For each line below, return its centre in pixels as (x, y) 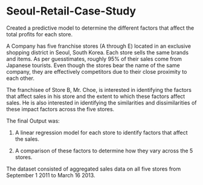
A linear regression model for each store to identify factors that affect (101, 132)
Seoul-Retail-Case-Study (71, 11)
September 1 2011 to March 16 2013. (51, 175)
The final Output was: (33, 121)
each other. (21, 78)
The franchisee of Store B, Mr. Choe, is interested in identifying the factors (99, 89)
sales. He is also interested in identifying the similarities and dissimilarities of (101, 102)
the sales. (27, 139)
